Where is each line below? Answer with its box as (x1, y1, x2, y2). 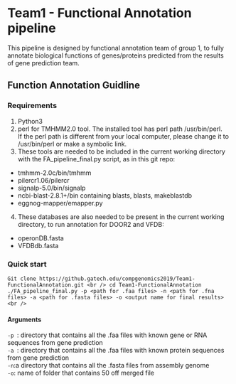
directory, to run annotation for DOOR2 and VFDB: (17, 220, 165, 228)
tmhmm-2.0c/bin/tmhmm (17, 169, 92, 177)
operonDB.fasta (17, 233, 64, 242)
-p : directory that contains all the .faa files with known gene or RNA (7, 331, 208, 339)
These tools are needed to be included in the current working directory (17, 147, 226, 156)
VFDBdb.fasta (17, 241, 59, 250)
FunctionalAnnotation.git (7, 281, 84, 289)
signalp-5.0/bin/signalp (17, 183, 86, 192)
